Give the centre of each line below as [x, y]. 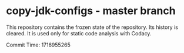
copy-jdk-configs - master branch [91, 11]
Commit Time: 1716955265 [38, 45]
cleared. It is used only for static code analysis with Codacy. [79, 33]
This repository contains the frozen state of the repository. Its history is [92, 27]
